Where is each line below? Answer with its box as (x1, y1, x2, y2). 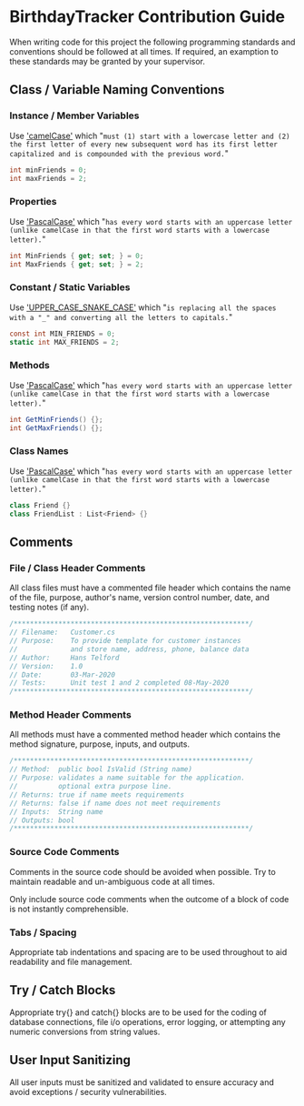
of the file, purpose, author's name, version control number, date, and (9, 592, 270, 603)
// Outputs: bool (9, 816, 75, 825)
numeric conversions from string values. (9, 1026, 161, 1037)
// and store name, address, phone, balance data (9, 644, 250, 654)
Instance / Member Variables (9, 109, 140, 122)
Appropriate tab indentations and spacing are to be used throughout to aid (9, 946, 288, 957)
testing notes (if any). (9, 602, 89, 613)
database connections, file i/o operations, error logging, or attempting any (9, 1016, 286, 1027)
